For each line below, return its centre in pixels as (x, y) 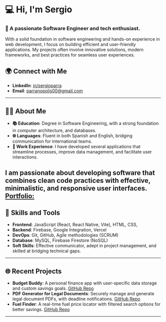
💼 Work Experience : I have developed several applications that (76, 147)
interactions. (25, 157)
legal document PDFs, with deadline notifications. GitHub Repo (76, 299)
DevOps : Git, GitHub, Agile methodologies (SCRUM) (65, 235)
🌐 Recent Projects (33, 271)
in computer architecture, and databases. (54, 131)
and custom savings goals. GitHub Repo (53, 288)
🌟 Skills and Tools (33, 213)
